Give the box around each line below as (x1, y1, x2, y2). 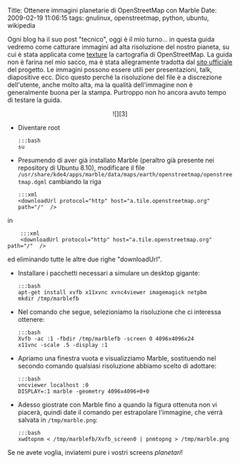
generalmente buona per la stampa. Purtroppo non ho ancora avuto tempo (7, 89, 226, 96)
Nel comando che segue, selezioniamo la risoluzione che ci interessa (17, 308, 221, 316)
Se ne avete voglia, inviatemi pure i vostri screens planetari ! (7, 448, 184, 456)
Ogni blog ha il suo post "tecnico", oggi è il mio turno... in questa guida (7, 35, 215, 44)
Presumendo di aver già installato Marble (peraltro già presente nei (17, 156, 214, 164)
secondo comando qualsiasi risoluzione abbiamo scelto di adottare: (17, 362, 217, 370)
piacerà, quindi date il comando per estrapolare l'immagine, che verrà (17, 408, 223, 416)
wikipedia (7, 21, 36, 29)
